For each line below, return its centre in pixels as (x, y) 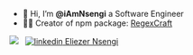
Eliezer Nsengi (92, 41)
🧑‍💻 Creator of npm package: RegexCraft (97, 23)
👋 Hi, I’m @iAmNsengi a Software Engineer (103, 14)
